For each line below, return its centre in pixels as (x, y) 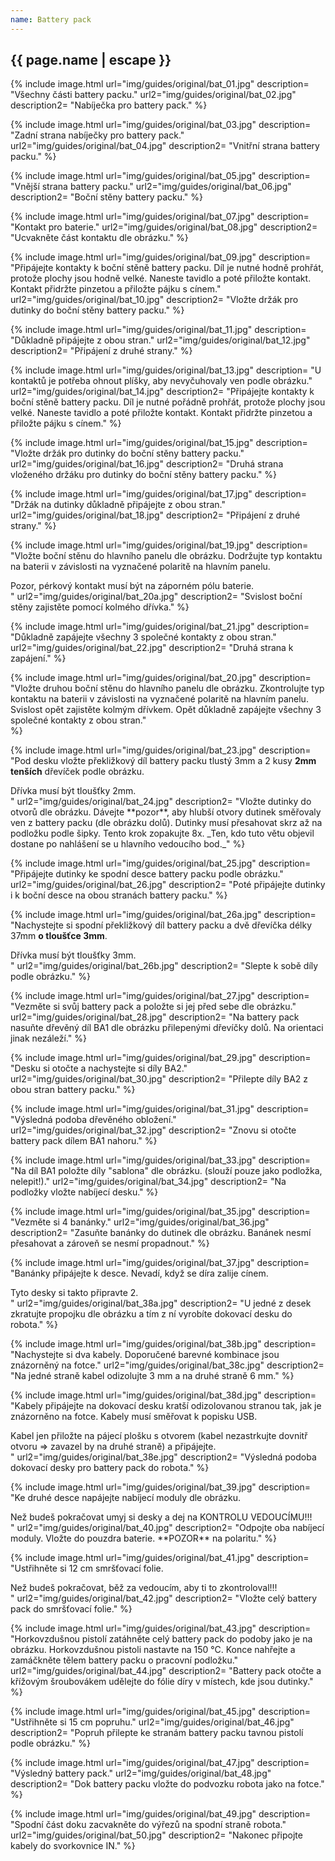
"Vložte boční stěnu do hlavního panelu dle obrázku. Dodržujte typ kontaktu (166, 556)
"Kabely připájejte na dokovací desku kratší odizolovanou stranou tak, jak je (166, 1406)
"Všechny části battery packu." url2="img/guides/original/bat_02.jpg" (153, 95)
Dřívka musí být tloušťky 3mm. (73, 955)
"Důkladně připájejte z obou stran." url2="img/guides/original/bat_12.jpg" (160, 340)
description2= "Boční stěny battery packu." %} (107, 197)
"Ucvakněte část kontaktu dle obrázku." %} (99, 238)
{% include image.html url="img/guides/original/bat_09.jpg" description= (161, 257)
